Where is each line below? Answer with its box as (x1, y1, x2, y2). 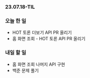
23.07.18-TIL (5, 3, 35, 10)
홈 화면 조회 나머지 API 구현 (12, 61, 65, 67)
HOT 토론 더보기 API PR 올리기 (12, 29, 72, 35)
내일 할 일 (5, 49, 26, 56)
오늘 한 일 (5, 17, 26, 24)
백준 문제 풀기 (12, 67, 39, 73)
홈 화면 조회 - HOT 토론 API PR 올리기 (12, 36, 86, 42)
